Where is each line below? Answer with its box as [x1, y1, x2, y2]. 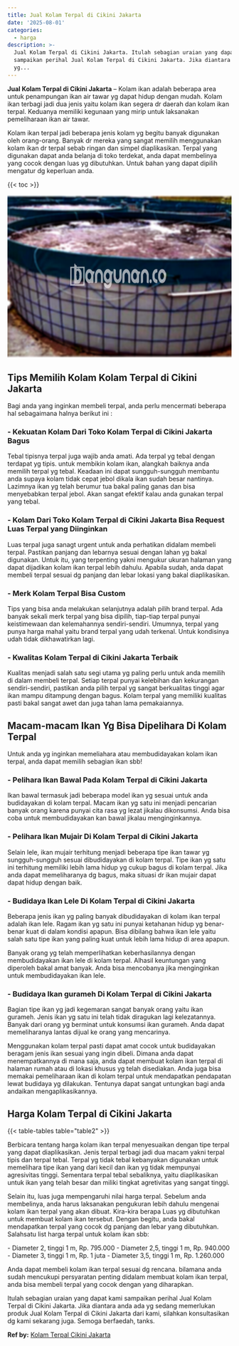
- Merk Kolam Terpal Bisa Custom [7, 588, 126, 598]
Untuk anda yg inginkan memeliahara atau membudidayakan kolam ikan [7, 750, 218, 758]
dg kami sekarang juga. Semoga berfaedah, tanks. [7, 1317, 155, 1325]
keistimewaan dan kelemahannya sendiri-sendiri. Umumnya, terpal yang [7, 620, 219, 628]
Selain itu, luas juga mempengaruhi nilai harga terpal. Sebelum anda [7, 1192, 206, 1201]
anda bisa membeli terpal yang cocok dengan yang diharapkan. [7, 1280, 194, 1289]
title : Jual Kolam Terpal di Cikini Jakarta [7, 11, 142, 19]
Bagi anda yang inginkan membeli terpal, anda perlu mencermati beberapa [7, 402, 226, 410]
